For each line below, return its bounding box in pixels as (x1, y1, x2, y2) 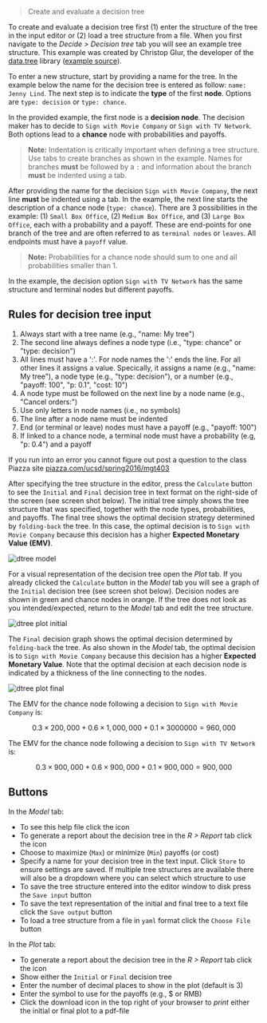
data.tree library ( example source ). (8, 56, 122, 65)
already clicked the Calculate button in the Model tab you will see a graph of (8, 577, 260, 587)
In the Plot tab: (8, 939, 57, 949)
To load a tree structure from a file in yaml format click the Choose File (19, 915, 251, 925)
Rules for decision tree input (8, 307, 151, 322)
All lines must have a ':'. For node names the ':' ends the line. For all (19, 355, 241, 364)
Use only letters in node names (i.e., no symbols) (19, 405, 181, 414)
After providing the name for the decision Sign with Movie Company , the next (8, 186, 258, 195)
